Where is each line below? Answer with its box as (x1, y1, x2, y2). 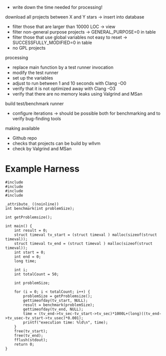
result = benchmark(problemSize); (23, 302, 95, 307)
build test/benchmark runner (5, 101, 64, 107)
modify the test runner (12, 70, 59, 76)
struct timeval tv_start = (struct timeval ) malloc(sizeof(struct (14, 232, 157, 237)
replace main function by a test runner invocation (12, 65, 114, 70)
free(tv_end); (14, 333, 43, 338)
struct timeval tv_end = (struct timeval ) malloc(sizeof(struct (14, 241, 153, 246)
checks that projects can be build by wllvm (12, 140, 101, 146)
